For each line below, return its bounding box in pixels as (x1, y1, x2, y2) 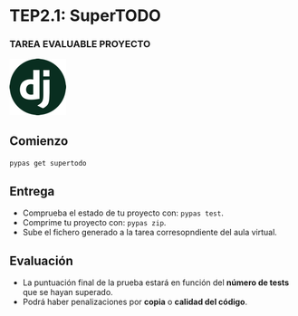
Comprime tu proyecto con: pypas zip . (22, 217, 167, 228)
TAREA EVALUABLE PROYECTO (9, 38, 151, 51)
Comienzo (9, 133, 69, 148)
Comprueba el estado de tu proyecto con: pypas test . (22, 207, 224, 218)
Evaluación (9, 253, 74, 268)
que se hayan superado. (22, 286, 113, 297)
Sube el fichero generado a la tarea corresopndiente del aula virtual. (22, 227, 278, 238)
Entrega (9, 183, 55, 199)
